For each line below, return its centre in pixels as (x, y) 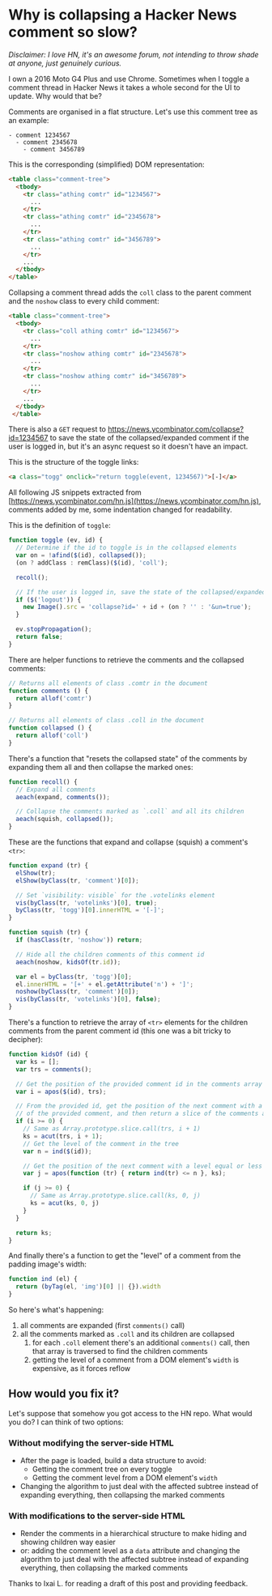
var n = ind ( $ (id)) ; (57, 1151)
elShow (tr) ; (36, 873)
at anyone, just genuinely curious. (65, 63)
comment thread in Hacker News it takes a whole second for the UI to (124, 87)
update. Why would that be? (55, 96)
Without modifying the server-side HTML (91, 1443)
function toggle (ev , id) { (56, 540)
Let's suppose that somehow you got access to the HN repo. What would (130, 1413)
